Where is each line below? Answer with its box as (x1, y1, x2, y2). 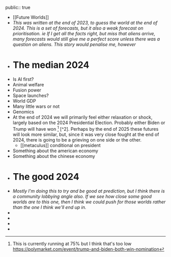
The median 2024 (12, 59, 90, 71)
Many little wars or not (12, 103, 60, 109)
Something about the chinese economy (12, 153, 95, 159)
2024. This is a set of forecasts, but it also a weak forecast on (12, 25, 144, 31)
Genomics (12, 108, 35, 114)
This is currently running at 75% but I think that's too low (12, 240, 132, 247)
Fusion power (12, 87, 42, 93)
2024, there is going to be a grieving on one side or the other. (12, 136, 141, 143)
